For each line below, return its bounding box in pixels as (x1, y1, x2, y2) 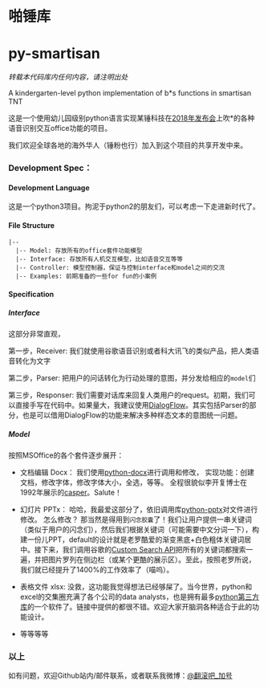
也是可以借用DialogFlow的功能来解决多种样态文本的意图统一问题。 (22, 410, 242, 420)
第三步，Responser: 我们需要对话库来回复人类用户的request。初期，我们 (8, 390, 249, 400)
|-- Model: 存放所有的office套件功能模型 (15, 246, 143, 255)
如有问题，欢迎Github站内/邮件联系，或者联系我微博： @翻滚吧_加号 (8, 671, 233, 681)
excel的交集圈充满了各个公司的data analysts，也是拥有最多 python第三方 (19, 592, 259, 601)
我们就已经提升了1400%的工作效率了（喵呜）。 (19, 564, 174, 574)
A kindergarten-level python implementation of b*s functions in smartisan (8, 88, 251, 98)
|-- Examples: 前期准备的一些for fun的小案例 (15, 272, 157, 281)
